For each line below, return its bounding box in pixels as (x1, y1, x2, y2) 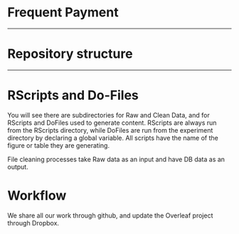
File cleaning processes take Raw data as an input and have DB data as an (7, 155, 225, 163)
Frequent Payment (7, 4, 119, 21)
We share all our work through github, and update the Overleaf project (7, 211, 213, 220)
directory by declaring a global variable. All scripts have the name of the (7, 133, 218, 142)
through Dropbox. (7, 218, 59, 227)
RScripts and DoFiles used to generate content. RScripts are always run (7, 118, 217, 127)
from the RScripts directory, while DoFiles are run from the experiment (7, 126, 213, 134)
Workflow (7, 188, 67, 203)
